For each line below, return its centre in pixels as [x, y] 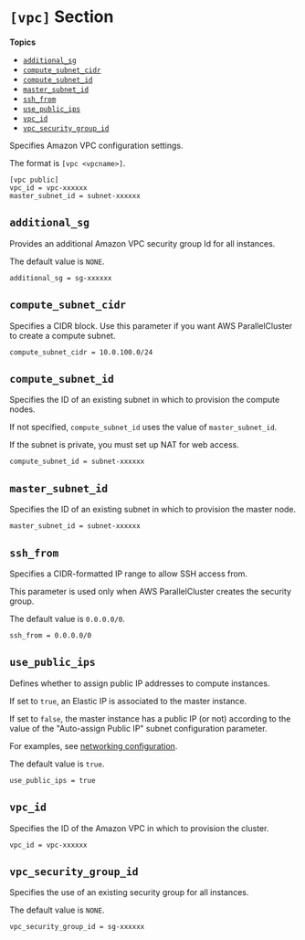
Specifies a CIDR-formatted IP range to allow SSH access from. [129, 574]
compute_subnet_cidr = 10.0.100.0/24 [81, 352]
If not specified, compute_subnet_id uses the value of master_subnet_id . [143, 428]
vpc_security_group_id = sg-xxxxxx [77, 927]
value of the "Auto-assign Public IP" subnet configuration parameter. [138, 728]
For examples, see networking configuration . [94, 745]
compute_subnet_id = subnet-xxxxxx [77, 462]
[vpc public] [34, 180]
